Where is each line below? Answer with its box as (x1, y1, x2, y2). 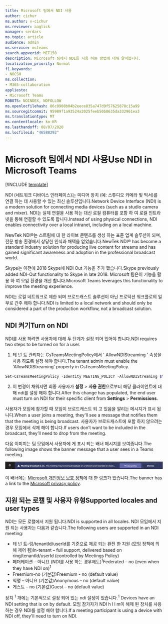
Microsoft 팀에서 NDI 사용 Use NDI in (5, 154, 152, 165)
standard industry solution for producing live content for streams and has (5, 244, 156, 250)
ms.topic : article (5, 35, 43, 40)
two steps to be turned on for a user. (5, 341, 80, 347)
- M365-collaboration (5, 82, 50, 87)
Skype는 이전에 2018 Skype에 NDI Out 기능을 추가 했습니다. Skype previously (5, 265, 159, 271)
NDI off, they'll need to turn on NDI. (5, 613, 77, 619)
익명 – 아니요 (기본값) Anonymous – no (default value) (12, 578, 120, 584)
